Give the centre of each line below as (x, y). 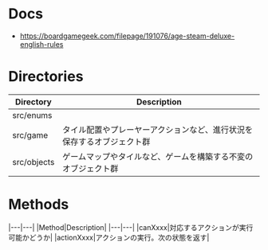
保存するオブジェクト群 (106, 142)
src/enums (32, 115)
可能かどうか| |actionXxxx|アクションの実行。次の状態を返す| (109, 237)
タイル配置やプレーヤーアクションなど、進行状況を (158, 130)
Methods (39, 205)
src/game (30, 135)
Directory (33, 102)
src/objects (33, 162)
